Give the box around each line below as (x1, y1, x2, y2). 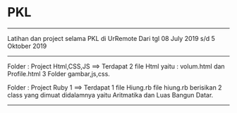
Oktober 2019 (7, 42, 47, 50)
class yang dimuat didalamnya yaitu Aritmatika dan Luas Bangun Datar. (7, 90, 214, 99)
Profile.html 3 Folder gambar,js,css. (7, 69, 111, 78)
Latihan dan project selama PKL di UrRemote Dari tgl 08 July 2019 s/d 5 (7, 34, 215, 42)
